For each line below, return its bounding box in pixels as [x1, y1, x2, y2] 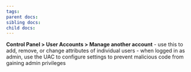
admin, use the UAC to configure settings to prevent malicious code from [6, 53, 184, 60]
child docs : [6, 25, 35, 31]
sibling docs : [6, 19, 41, 25]
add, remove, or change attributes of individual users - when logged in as [6, 47, 185, 54]
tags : [6, 8, 20, 15]
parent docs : [6, 14, 38, 20]
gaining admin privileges [6, 60, 66, 67]
